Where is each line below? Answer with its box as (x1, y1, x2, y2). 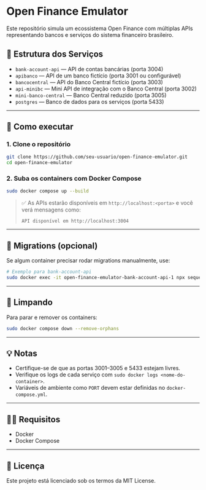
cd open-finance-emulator (6, 160, 72, 166)
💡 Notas (6, 349, 38, 358)
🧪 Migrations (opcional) (6, 240, 98, 251)
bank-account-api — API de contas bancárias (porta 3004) (15, 65, 164, 73)
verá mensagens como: (21, 206, 82, 213)
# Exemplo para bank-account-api (6, 269, 92, 275)
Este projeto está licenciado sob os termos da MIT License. (6, 477, 156, 484)
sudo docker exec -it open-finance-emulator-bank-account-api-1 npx (6, 275, 185, 281)
